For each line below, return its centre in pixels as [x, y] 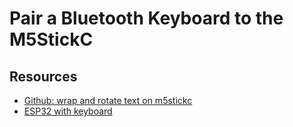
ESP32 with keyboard [68, 111]
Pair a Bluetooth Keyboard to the [146, 18]
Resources [43, 76]
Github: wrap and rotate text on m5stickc [108, 100]
